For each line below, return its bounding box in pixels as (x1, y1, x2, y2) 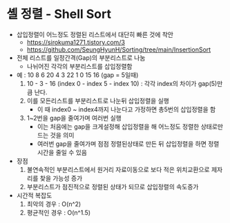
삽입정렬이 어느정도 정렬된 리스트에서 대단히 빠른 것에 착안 (16, 30, 174, 39)
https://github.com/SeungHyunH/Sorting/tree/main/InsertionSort (26, 45, 211, 54)
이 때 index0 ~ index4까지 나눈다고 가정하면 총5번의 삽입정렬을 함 (37, 105, 216, 114)
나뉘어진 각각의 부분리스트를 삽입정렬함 (26, 62, 133, 70)
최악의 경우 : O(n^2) (26, 200, 82, 208)
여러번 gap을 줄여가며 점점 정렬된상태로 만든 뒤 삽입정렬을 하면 (37, 139, 207, 148)
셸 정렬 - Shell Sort (6, 6, 112, 22)
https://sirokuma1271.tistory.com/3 (26, 38, 126, 46)
